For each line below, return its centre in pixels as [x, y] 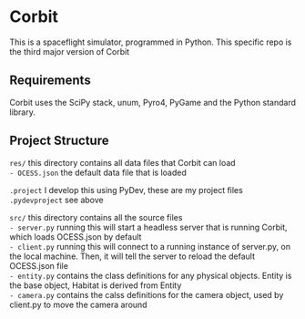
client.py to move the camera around [78, 304]
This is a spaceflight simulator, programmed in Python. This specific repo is [151, 42]
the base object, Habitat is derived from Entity [96, 285]
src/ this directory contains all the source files [96, 217]
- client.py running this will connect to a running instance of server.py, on [150, 246]
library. [23, 112]
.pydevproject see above [56, 200]
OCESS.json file [39, 265]
